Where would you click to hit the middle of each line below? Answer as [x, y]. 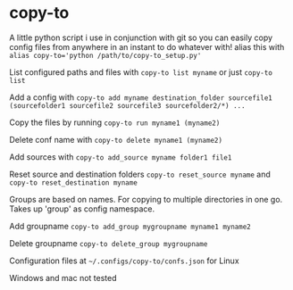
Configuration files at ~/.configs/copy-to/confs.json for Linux [124, 261]
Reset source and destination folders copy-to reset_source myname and [140, 174]
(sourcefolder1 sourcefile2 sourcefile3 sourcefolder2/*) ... [127, 105]
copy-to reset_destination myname [74, 182]
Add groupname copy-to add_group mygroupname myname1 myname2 [130, 226]
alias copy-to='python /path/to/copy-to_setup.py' [105, 55]
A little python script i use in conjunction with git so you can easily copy [141, 37]
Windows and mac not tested [63, 278]
